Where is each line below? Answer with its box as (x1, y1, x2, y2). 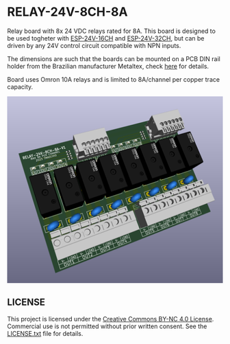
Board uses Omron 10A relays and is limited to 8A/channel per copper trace (7, 75, 220, 83)
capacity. (7, 82, 34, 91)
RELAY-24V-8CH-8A (7, 4, 128, 20)
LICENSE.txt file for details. (7, 329, 84, 337)
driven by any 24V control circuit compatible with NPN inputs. (7, 41, 181, 49)
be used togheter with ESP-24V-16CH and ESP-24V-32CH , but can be (7, 34, 205, 42)
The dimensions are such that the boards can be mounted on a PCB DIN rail (7, 54, 220, 62)
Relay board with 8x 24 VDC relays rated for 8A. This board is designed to (7, 27, 216, 35)
